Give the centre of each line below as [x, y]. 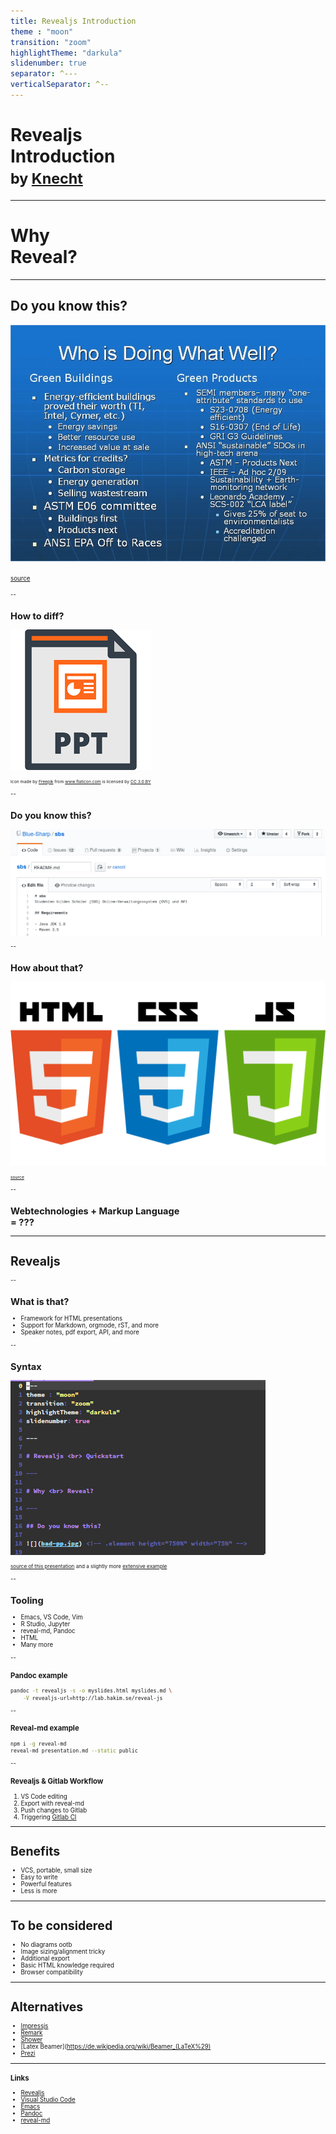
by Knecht [46, 179]
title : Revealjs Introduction [73, 21]
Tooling [27, 1601]
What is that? [40, 1301]
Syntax [26, 1367]
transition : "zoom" [51, 42]
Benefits [35, 1851]
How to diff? [37, 616]
